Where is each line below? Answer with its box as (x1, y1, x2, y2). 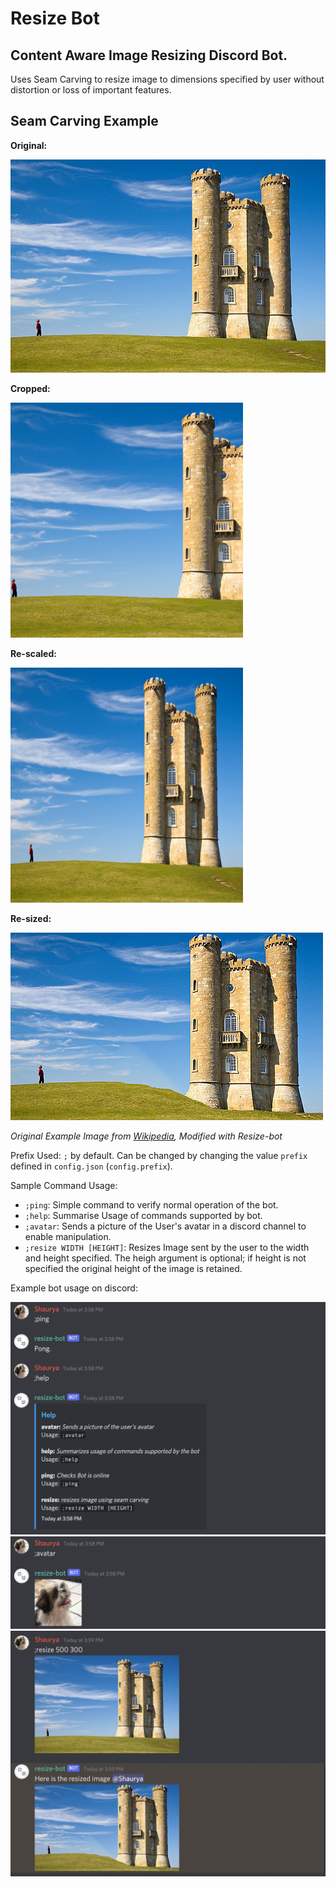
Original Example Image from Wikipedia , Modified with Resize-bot (10, 1130, 283, 1142)
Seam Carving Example (10, 113, 159, 130)
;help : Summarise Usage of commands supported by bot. (24, 1210, 263, 1222)
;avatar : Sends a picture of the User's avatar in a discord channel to (24, 1220, 307, 1232)
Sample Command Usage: (10, 1180, 118, 1192)
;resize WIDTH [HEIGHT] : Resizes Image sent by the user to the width (24, 1242, 310, 1254)
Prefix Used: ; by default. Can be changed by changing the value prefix (10, 1150, 308, 1162)
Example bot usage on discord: (10, 1282, 138, 1294)
